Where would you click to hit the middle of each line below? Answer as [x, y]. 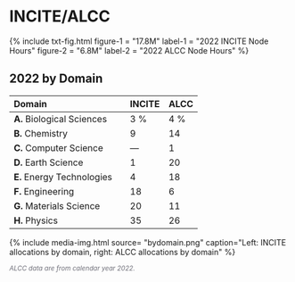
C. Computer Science [59, 147]
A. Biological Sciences [61, 119]
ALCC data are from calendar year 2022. [72, 268]
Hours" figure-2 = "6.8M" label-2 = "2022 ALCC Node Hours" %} [129, 50]
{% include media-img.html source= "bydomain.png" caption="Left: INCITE [148, 242]
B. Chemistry [41, 133]
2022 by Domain [56, 79]
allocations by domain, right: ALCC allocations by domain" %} [123, 252]
